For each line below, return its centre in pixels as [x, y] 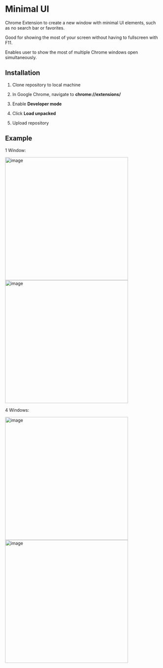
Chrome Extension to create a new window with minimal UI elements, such [81, 23]
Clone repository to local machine [46, 85]
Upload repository [30, 123]
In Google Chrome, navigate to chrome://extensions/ [67, 94]
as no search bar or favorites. [35, 28]
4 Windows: [17, 410]
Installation [23, 73]
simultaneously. [21, 57]
